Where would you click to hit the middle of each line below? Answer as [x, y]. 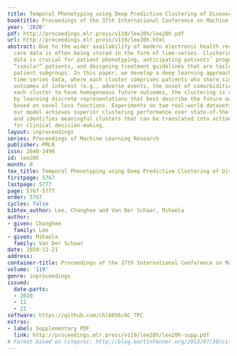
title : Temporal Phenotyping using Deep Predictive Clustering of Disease [120, 14]
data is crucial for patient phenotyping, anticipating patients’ [113, 60]
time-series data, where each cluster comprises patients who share [116, 79]
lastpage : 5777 [30, 184]
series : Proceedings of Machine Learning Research [83, 138]
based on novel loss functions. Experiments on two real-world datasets [123, 106]
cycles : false [28, 204]
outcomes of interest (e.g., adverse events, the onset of [102, 86]
